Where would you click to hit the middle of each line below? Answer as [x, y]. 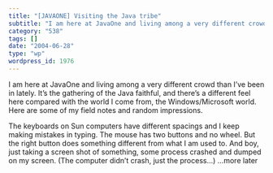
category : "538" [36, 31]
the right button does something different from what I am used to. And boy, [134, 143]
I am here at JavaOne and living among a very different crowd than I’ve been [136, 84]
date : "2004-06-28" [41, 46]
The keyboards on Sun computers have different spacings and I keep [124, 126]
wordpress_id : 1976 [41, 62]
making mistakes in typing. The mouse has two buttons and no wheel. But [132, 134]
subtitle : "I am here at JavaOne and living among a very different [127, 24]
